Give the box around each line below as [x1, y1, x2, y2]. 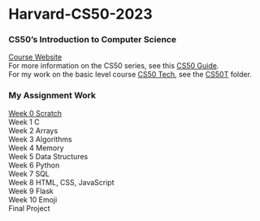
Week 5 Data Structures [8, 151, 89, 161]
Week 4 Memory [8, 143, 64, 153]
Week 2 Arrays [8, 125, 58, 135]
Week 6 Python [8, 160, 60, 170]
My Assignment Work [8, 90, 96, 102]
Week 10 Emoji [8, 194, 58, 204]
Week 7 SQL [8, 168, 50, 179]
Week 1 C [8, 117, 40, 127]
